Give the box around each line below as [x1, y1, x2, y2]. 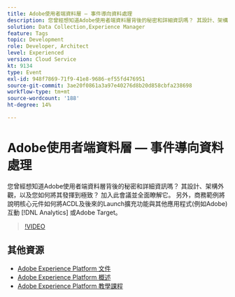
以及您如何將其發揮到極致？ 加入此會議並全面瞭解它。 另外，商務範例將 [19, 191, 225, 199]
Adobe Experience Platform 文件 [17, 264, 111, 272]
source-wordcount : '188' [7, 95, 80, 102]
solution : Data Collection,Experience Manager [7, 23, 145, 30]
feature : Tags [7, 29, 49, 37]
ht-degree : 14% [7, 102, 52, 109]
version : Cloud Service [7, 56, 77, 63]
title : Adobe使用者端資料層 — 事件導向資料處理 [7, 10, 133, 18]
